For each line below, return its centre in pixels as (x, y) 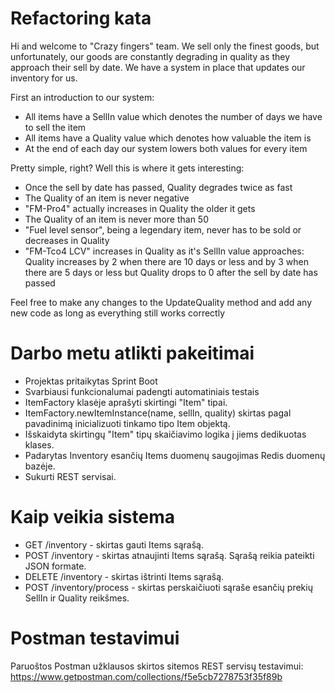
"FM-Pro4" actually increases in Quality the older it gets (140, 208)
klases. (39, 444)
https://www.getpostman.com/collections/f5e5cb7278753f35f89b (146, 676)
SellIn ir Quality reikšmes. (77, 598)
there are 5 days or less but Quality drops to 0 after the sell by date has (171, 272)
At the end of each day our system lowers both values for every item (166, 148)
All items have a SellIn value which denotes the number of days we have (173, 116)
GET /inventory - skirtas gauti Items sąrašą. (114, 544)
